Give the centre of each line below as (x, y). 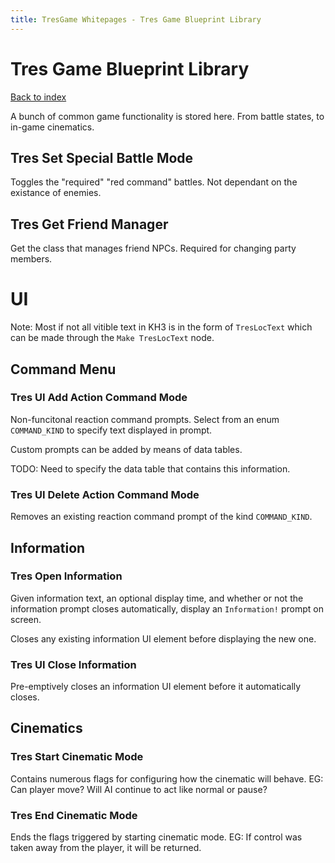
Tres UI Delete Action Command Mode (105, 494)
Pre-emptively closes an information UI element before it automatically (156, 687)
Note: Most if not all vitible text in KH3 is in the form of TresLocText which (161, 327)
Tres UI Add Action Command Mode (99, 398)
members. (31, 259)
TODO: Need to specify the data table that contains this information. (150, 468)
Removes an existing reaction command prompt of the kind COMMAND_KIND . (161, 517)
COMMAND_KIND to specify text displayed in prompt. (111, 430)
